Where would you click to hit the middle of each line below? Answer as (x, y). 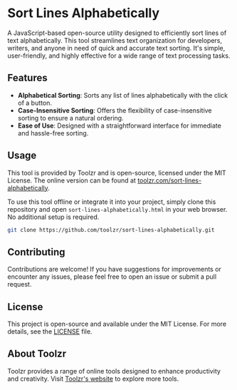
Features (27, 78)
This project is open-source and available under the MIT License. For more (117, 324)
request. (20, 284)
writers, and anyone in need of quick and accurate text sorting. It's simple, (116, 48)
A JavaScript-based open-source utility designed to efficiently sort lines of (117, 33)
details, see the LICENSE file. (50, 332)
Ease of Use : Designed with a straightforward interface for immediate (120, 125)
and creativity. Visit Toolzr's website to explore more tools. (93, 379)
